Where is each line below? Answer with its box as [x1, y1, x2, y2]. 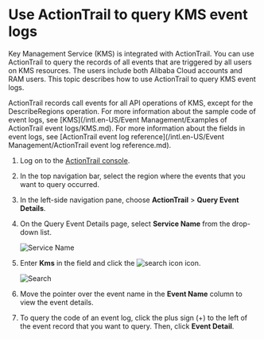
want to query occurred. [19, 179, 99, 189]
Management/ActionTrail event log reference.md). [8, 140, 172, 150]
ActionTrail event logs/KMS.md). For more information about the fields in [8, 123, 246, 133]
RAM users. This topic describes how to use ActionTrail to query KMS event [8, 74, 256, 84]
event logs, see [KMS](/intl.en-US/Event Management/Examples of [8, 115, 228, 124]
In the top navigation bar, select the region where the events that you [19, 171, 246, 181]
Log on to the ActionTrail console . [19, 155, 130, 165]
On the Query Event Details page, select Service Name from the [19, 219, 231, 228]
